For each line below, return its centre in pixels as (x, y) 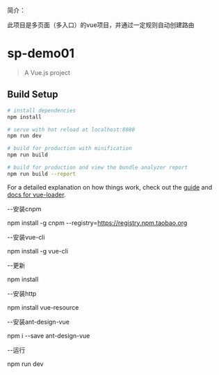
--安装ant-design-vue (38, 322)
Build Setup (33, 95)
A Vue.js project (47, 72)
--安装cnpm (24, 209)
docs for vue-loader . (36, 194)
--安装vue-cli (26, 237)
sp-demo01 (41, 53)
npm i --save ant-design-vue (49, 335)
